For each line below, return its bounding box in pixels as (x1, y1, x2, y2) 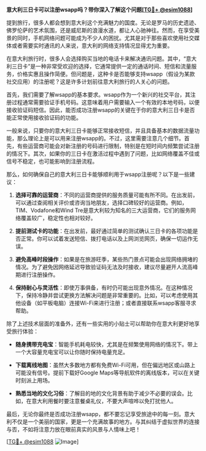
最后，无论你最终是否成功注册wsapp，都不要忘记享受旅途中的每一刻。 (6, 411, 185, 417)
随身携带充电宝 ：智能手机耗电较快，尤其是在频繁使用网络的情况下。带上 (15, 341, 198, 348)
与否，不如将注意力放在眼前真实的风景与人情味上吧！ (6, 426, 141, 433)
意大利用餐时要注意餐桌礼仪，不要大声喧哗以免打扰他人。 (31, 398, 177, 404)
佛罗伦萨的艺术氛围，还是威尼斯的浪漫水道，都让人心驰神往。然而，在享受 (6, 27, 194, 34)
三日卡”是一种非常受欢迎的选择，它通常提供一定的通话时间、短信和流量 (11, 63, 192, 70)
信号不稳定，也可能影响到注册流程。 (6, 157, 98, 165)
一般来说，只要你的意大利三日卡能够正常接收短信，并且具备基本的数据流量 (6, 127, 194, 134)
